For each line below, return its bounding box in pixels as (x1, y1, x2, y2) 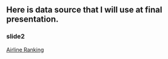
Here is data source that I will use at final (6, 5, 163, 15)
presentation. (6, 14, 59, 25)
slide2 (6, 33, 25, 41)
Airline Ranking (6, 46, 44, 53)
